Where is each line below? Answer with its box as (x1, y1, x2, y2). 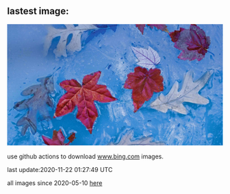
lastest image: (7, 5, 69, 17)
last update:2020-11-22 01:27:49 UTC (7, 166, 113, 174)
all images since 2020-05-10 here (7, 179, 103, 187)
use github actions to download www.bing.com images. (7, 152, 164, 160)
